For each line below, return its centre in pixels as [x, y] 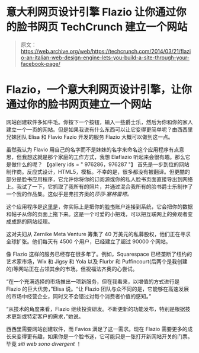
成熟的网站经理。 [32, 221]
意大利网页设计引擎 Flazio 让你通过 [91, 12]
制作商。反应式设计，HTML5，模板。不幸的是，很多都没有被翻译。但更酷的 [98, 171]
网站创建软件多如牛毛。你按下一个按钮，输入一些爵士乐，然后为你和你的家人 [99, 122]
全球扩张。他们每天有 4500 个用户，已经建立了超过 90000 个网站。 [89, 241]
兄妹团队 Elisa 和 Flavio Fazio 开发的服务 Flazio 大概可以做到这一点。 [90, 136]
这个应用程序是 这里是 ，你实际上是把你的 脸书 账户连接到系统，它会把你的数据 [99, 206]
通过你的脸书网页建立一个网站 [79, 105]
